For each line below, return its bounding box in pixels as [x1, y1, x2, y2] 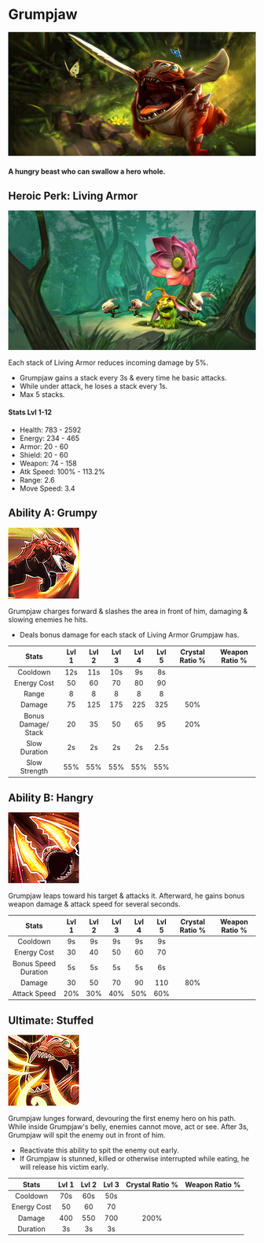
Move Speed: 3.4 [19, 484, 76, 493]
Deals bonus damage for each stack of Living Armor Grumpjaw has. [19, 630, 240, 639]
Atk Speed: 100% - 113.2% [19, 467, 106, 476]
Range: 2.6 [19, 476, 55, 485]
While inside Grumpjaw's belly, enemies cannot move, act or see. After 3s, [8, 1122, 249, 1131]
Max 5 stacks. [19, 389, 65, 399]
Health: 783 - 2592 [19, 425, 82, 435]
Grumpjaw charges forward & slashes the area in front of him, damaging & [8, 606, 248, 616]
